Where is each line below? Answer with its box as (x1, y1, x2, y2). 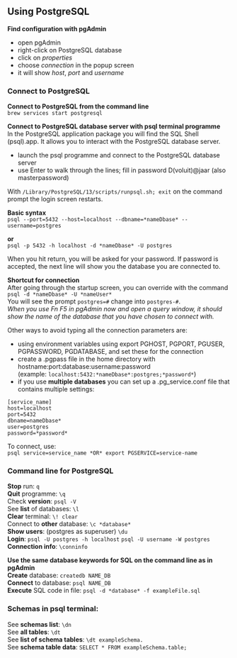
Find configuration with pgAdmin (7, 24, 107, 33)
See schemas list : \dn (7, 620, 72, 628)
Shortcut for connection (7, 276, 80, 284)
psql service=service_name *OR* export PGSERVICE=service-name (7, 450, 198, 457)
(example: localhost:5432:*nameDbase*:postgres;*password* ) (17, 370, 197, 379)
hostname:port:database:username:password (17, 362, 151, 371)
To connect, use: (7, 442, 57, 451)
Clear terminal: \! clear (7, 512, 78, 520)
